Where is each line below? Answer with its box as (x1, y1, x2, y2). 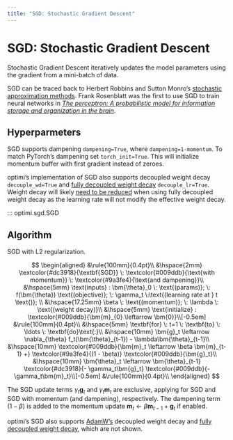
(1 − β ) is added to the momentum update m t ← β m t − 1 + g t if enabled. (7, 402, 207, 411)
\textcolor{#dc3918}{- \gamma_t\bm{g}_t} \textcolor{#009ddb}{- (23, 365, 211, 373)
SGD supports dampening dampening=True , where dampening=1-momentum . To (7, 145, 223, 153)
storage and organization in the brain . (7, 106, 116, 115)
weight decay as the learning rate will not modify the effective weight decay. (7, 196, 226, 204)
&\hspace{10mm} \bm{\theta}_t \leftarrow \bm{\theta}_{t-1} (32, 357, 202, 366)
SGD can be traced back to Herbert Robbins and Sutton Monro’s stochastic (7, 84, 223, 93)
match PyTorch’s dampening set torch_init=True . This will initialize (7, 152, 200, 161)
